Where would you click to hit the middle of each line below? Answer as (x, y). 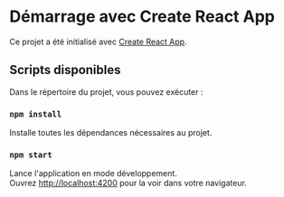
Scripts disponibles (65, 70)
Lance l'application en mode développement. (94, 174)
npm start (31, 155)
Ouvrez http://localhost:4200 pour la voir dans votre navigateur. (128, 183)
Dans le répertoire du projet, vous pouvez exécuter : (106, 91)
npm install (36, 114)
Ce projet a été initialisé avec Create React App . (98, 42)
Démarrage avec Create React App (142, 17)
